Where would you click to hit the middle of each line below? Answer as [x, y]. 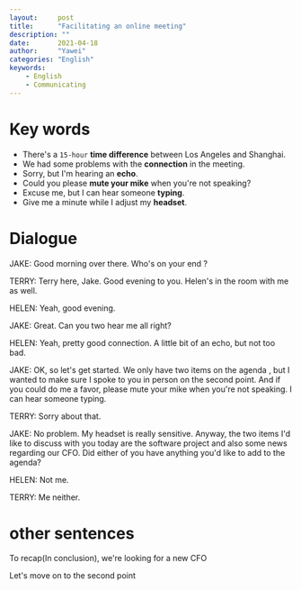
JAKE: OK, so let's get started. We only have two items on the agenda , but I [150, 369]
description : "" [40, 34]
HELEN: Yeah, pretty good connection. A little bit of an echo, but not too [142, 342]
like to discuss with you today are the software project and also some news [148, 443]
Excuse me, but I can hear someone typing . [103, 192]
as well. [23, 290]
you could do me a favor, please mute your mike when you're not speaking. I [150, 389]
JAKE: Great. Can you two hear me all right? [91, 325]
